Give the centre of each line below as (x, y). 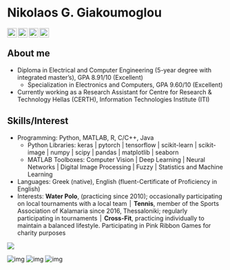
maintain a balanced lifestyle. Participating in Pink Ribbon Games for (114, 225)
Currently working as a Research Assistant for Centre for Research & (114, 92)
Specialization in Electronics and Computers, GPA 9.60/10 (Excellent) (125, 85)
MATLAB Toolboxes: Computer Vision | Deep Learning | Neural (116, 159)
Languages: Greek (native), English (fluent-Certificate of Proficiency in (117, 181)
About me (29, 53)
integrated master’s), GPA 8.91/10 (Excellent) (80, 77)
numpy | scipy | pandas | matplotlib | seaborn (115, 152)
